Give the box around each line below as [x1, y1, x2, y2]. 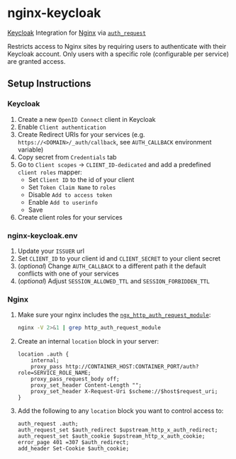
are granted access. [7, 57, 66, 65]
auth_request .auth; [17, 420, 79, 428]
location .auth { [17, 351, 69, 358]
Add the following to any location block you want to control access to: [17, 407, 224, 415]
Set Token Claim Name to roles [28, 183, 116, 191]
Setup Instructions [7, 78, 91, 90]
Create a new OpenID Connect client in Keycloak [17, 115, 156, 123]
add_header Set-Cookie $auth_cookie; [17, 445, 130, 453]
